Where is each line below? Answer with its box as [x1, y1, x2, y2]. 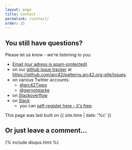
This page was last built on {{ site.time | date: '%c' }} [5, 112, 111, 118]
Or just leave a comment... [5, 127, 87, 135]
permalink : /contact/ [5, 16, 49, 21]
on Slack [12, 98, 30, 104]
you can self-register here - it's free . [19, 103, 93, 109]
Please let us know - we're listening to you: [5, 52, 92, 58]
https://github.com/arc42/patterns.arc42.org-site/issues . [12, 72, 127, 78]
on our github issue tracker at [12, 66, 72, 72]
